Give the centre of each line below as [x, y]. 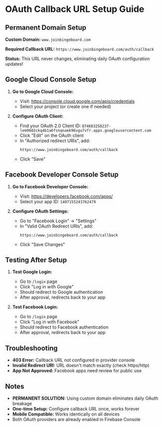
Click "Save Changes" [42, 244]
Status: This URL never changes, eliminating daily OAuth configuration [78, 59]
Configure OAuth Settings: [40, 211]
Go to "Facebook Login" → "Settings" [58, 221]
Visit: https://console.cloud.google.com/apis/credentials [77, 101]
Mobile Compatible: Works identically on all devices [66, 414]
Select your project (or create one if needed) [65, 106]
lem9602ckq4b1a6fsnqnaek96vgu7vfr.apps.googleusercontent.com [85, 130]
